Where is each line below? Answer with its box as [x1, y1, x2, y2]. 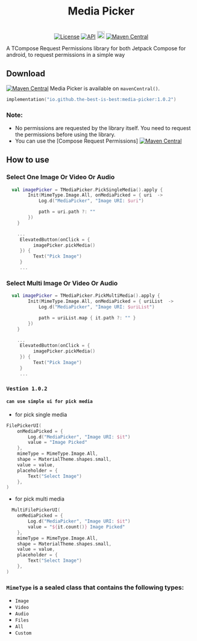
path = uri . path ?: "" [38, 209, 96, 215]
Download [6, 68, 45, 79]
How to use [6, 155, 49, 165]
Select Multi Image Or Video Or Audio [6, 279, 118, 287]
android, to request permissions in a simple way [6, 51, 125, 58]
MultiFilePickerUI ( [11, 507, 61, 513]
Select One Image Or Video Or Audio [6, 173, 115, 181]
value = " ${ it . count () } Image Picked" [28, 524, 125, 530]
